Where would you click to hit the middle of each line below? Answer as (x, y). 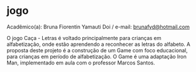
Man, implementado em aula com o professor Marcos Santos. (81, 63)
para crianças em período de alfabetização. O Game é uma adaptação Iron (97, 56)
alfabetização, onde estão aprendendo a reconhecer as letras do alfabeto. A (99, 44)
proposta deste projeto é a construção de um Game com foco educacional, (97, 50)
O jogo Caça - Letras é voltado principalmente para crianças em (84, 38)
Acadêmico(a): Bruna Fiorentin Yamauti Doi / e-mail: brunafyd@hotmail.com (98, 27)
